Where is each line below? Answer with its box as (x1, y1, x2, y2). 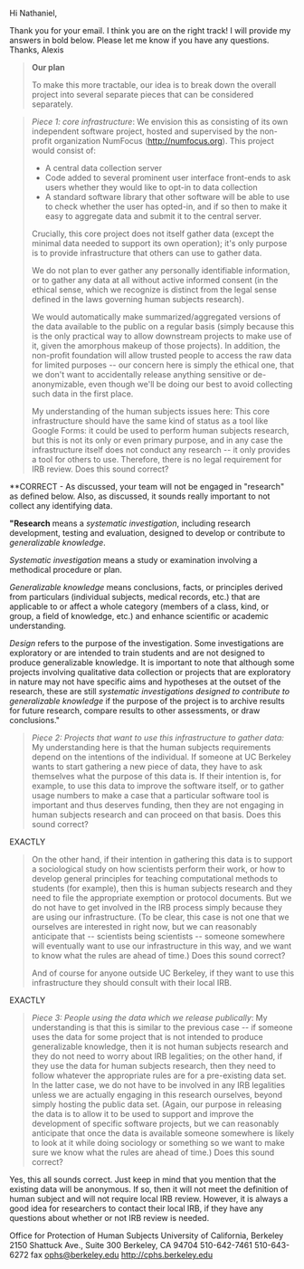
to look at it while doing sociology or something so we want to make (31, 1138, 285, 1148)
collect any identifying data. (9, 501, 113, 510)
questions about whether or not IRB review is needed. (9, 1213, 210, 1223)
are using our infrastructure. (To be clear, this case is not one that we (31, 911, 290, 922)
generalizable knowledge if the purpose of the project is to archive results (9, 696, 285, 706)
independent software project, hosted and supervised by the (31, 126, 258, 137)
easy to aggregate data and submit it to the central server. (44, 211, 262, 221)
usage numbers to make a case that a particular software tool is (31, 790, 270, 800)
